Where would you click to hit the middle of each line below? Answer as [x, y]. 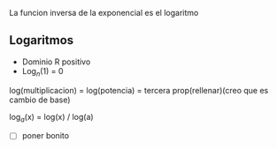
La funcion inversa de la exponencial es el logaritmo [104, 13]
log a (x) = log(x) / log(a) [52, 118]
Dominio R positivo [56, 62]
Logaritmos [42, 40]
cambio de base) [40, 100]
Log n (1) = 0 [42, 72]
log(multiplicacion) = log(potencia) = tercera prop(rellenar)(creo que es [139, 90]
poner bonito [45, 136]
